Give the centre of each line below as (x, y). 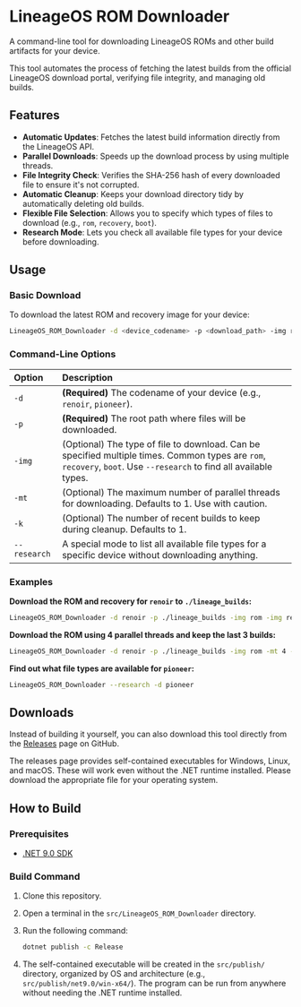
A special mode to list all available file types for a (164, 544)
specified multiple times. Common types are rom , (164, 455)
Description (88, 377)
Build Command (45, 876)
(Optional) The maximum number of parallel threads (171, 492)
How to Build (46, 808)
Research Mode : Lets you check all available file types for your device (152, 232)
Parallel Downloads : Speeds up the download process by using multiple (155, 156)
